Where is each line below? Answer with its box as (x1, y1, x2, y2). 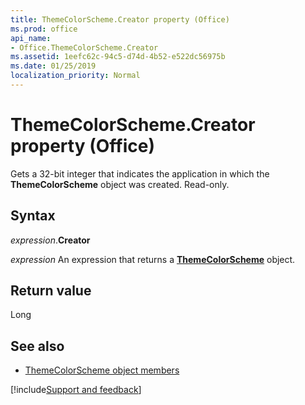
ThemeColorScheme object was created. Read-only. (10, 178, 230, 190)
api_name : (10, 33, 52, 43)
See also (10, 337, 65, 355)
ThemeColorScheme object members (24, 364, 180, 376)
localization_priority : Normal (10, 71, 141, 81)
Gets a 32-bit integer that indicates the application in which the (10, 167, 270, 180)
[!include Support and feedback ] (10, 384, 142, 396)
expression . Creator (10, 234, 91, 246)
